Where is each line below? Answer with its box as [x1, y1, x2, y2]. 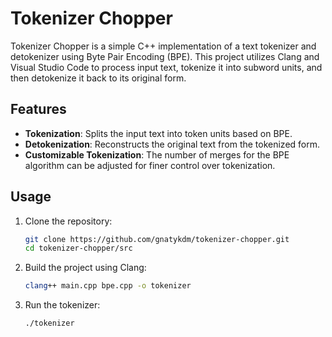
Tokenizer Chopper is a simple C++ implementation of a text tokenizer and [10, 40, 317, 52]
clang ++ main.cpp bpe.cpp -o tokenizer [24, 281, 192, 291]
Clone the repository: [24, 215, 113, 227]
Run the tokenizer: [24, 299, 101, 311]
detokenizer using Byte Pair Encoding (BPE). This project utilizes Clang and [10, 50, 320, 62]
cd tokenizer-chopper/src [24, 243, 133, 254]
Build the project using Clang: [24, 262, 147, 274]
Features [10, 101, 67, 118]
